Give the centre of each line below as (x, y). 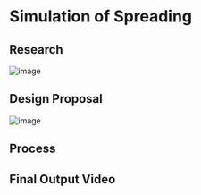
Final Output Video (63, 179)
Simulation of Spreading (101, 17)
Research (37, 50)
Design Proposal (56, 99)
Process (33, 149)
